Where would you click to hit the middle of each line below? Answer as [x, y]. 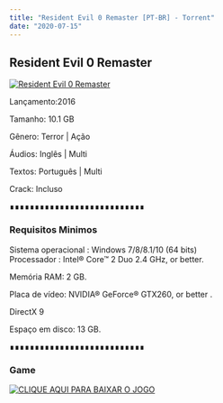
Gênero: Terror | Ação [50, 137]
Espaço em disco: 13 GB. [55, 329]
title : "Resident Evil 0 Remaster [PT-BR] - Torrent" [112, 18]
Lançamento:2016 [43, 102]
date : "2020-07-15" [46, 26]
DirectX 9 [27, 311]
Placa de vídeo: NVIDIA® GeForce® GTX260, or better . [111, 294]
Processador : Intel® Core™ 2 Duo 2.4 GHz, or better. [107, 259]
